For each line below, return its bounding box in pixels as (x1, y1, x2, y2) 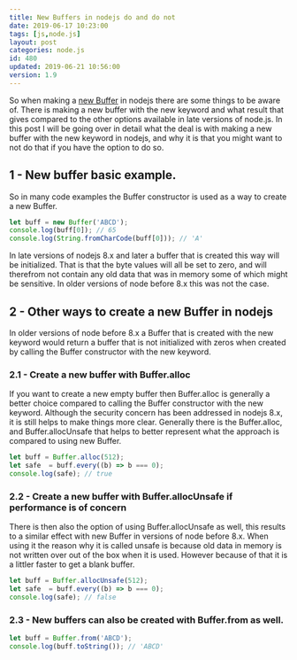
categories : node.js (9, 46, 86, 55)
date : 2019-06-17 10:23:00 (9, 21, 109, 30)
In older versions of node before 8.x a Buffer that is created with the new (9, 328, 274, 338)
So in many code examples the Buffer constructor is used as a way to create (9, 191, 287, 202)
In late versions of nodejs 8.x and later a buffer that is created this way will (9, 250, 280, 261)
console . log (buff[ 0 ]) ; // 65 (9, 226, 117, 235)
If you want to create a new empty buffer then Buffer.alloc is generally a (9, 389, 270, 400)
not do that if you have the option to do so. (9, 142, 164, 152)
